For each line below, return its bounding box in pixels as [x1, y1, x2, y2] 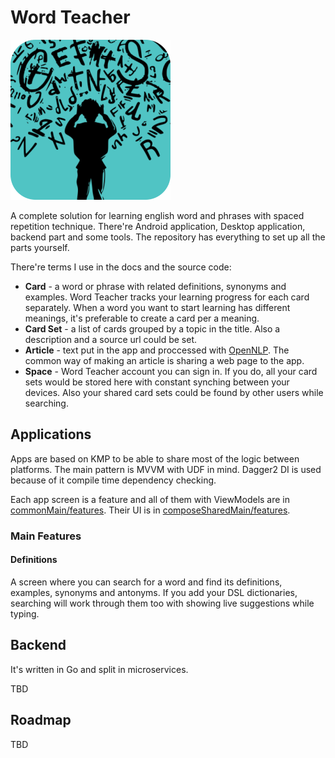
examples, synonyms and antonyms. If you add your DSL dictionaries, [10, 586, 298, 598]
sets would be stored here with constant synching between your [24, 376, 290, 388]
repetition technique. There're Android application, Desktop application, [10, 220, 306, 232]
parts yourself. [10, 241, 70, 253]
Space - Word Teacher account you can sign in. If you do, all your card [24, 365, 318, 377]
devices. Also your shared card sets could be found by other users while [24, 386, 324, 398]
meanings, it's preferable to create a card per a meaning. [24, 312, 260, 324]
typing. [10, 607, 40, 620]
